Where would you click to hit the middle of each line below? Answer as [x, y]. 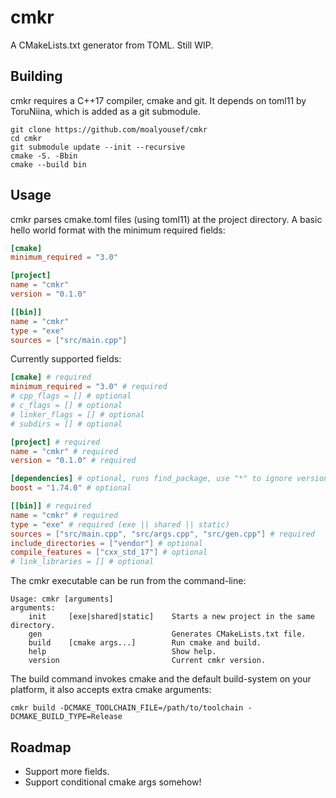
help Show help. [122, 652]
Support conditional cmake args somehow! [113, 782]
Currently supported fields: [66, 359]
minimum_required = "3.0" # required [89, 387]
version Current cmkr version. [147, 661]
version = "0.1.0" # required [73, 461]
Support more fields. [67, 771]
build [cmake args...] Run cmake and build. [145, 643]
